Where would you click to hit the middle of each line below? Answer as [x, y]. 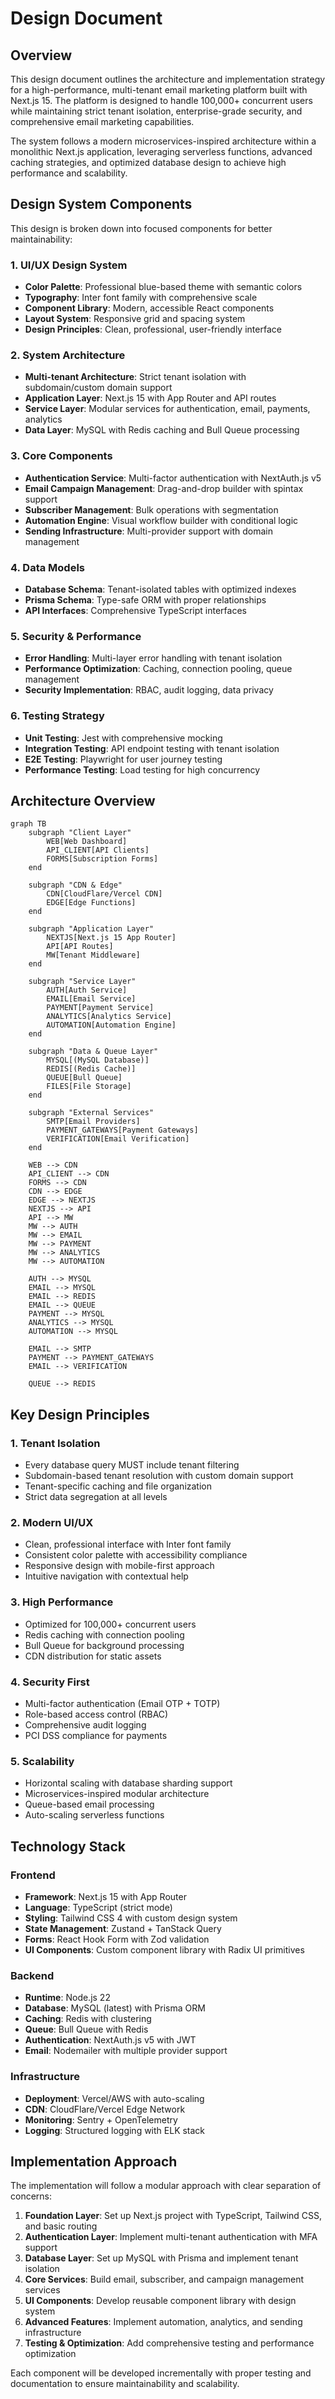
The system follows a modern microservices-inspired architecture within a [163, 141]
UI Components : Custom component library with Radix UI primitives [164, 1949]
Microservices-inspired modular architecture [117, 1794]
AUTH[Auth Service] [87, 990]
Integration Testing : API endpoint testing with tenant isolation [152, 748]
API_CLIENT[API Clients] [98, 850]
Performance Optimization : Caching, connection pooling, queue [158, 669]
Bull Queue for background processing [104, 1645]
